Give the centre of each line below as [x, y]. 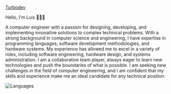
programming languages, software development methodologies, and [77, 43]
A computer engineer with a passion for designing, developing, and [76, 27]
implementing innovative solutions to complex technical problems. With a [82, 32]
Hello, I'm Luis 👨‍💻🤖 [25, 17]
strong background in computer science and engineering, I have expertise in [86, 38]
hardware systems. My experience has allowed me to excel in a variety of [82, 49]
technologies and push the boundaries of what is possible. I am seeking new [86, 65]
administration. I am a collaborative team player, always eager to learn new [84, 60]
